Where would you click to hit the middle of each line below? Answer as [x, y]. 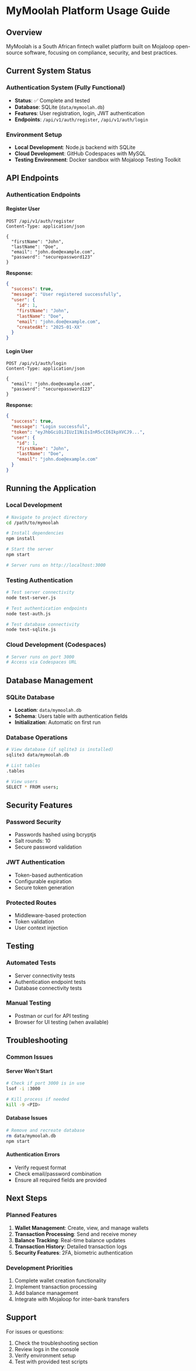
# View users [22, 781]
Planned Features [32, 1215]
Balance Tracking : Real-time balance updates [70, 1240]
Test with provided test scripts [51, 1362]
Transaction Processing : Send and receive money [75, 1234]
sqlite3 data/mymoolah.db [37, 755]
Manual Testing [29, 1003]
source [15, 53]
